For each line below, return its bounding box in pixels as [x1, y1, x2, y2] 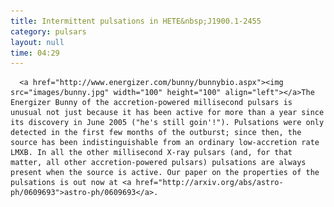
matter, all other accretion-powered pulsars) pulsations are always [10, 158, 307, 168]
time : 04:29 [10, 48, 60, 58]
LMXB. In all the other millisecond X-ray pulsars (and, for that [10, 148, 293, 158]
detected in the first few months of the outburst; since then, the [10, 128, 302, 138]
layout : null [10, 37, 65, 47]
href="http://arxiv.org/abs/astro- [135, 178, 284, 188]
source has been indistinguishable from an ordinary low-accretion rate [10, 138, 320, 148]
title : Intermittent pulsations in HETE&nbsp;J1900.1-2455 [10, 16, 262, 26]
